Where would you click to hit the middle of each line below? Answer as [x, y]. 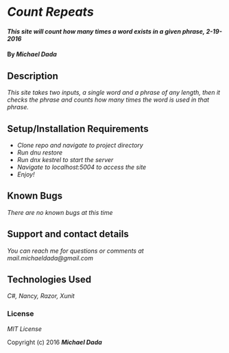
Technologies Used [49, 280]
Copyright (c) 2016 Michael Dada [55, 342]
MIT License [25, 329]
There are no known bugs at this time [60, 212]
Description [33, 76]
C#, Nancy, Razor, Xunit [41, 296]
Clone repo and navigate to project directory [80, 145]
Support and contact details [68, 234]
